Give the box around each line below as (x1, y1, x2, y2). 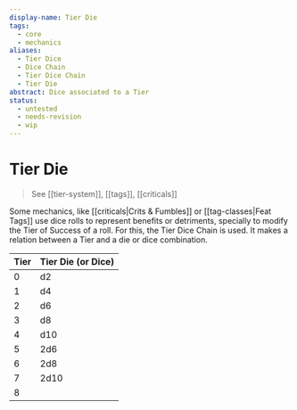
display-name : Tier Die (9, 12, 98, 22)
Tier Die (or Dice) (39, 255, 115, 267)
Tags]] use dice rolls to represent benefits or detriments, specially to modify (9, 215, 288, 225)
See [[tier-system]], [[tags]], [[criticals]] (30, 188, 177, 199)
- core (17, 29, 42, 38)
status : (9, 95, 38, 105)
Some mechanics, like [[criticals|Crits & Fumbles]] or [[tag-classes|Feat (9, 206, 272, 217)
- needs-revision (17, 112, 82, 121)
